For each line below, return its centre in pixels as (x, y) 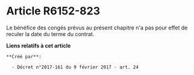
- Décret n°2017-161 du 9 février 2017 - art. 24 (75, 67)
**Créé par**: (24, 56)
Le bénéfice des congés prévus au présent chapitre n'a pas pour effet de (97, 28)
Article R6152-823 (53, 11)
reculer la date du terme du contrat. (50, 34)
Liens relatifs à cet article (39, 46)
